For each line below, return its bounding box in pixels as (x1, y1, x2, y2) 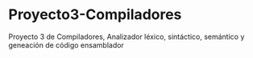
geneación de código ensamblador (8, 40, 125, 49)
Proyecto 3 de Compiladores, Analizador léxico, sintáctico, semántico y (8, 32, 245, 41)
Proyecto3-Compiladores (8, 6, 182, 24)
